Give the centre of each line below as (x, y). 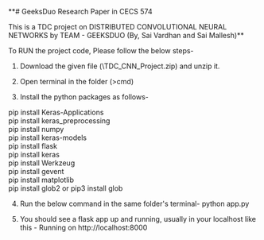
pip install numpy (36, 129)
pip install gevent (36, 171)
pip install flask (33, 146)
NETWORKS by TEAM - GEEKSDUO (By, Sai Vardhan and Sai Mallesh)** (126, 35)
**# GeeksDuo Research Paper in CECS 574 (80, 12)
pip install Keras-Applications (56, 112)
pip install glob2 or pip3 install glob (66, 188)
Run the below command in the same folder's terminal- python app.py (134, 203)
